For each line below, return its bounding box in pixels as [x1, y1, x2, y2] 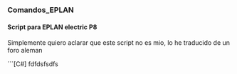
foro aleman [7, 46, 43, 55]
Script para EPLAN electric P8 [7, 23, 98, 31]
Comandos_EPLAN [7, 5, 75, 15]
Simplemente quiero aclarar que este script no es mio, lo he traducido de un [7, 38, 230, 47]
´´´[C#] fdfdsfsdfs [7, 60, 58, 68]
